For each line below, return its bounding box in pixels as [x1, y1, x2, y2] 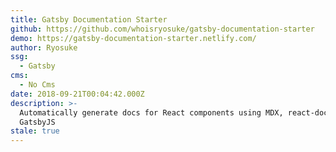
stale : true [10, 126, 60, 136]
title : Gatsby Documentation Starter [10, 14, 168, 25]
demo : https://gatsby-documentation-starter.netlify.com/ [10, 33, 257, 43]
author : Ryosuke [10, 42, 78, 53]
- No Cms [19, 80, 56, 90]
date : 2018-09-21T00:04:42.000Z [10, 89, 145, 99]
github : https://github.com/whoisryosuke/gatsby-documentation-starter [10, 24, 315, 34]
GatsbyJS [19, 117, 56, 127]
